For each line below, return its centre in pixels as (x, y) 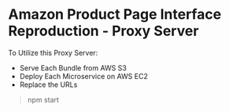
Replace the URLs (48, 85)
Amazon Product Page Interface (115, 14)
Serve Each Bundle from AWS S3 (73, 67)
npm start (43, 99)
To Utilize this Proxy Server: (53, 52)
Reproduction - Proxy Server (103, 31)
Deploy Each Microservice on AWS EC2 (83, 76)
